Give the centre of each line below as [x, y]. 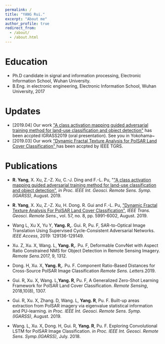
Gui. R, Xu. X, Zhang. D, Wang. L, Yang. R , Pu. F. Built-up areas [76, 300]
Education [26, 62]
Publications [31, 166]
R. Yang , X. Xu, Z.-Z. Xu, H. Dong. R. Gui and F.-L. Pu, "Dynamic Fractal [85, 205]
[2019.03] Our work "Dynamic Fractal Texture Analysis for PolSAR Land [84, 141]
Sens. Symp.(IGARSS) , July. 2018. [47, 336]
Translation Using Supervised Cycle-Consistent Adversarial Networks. [83, 230]
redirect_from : [21, 28]
